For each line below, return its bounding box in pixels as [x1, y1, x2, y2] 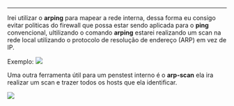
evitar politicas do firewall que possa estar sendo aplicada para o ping [7, 21, 209, 29]
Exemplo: [7, 58, 34, 66]
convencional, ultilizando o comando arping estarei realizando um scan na [7, 28, 221, 37]
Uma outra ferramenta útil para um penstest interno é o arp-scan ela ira [7, 71, 214, 79]
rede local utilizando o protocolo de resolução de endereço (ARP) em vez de [7, 36, 227, 44]
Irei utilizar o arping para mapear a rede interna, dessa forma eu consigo [7, 14, 216, 21]
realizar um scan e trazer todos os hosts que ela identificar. [7, 78, 178, 87]
